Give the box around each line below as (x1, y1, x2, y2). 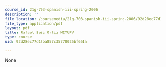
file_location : (5, 16, 37, 21)
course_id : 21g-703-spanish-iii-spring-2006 (5, 7, 98, 12)
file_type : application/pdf (5, 21, 63, 26)
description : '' (5, 12, 39, 17)
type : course (5, 35, 32, 40)
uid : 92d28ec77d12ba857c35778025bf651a (5, 39, 87, 44)
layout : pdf (5, 26, 30, 31)
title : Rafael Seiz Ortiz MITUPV (5, 30, 74, 35)
